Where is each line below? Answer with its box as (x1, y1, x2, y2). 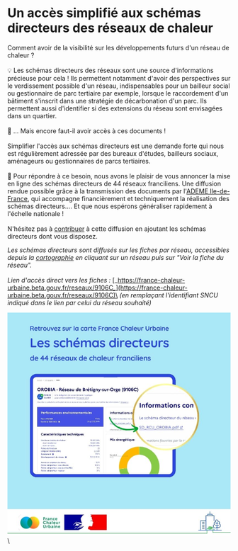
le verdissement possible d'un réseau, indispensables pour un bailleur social (7, 81, 230, 90)
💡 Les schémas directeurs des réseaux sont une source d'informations (7, 66, 214, 74)
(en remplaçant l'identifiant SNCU (119, 290, 218, 299)
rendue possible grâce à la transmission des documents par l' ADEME (7, 186, 209, 195)
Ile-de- (210, 186, 230, 195)
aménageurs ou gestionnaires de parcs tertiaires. (7, 157, 151, 165)
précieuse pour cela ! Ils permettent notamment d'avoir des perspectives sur (7, 74, 231, 82)
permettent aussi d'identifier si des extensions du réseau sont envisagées (7, 104, 223, 113)
